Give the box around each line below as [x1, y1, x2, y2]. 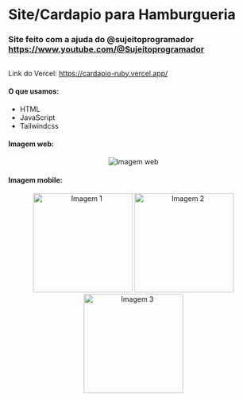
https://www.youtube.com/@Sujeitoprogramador [8, 44, 205, 55]
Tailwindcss [19, 121, 59, 130]
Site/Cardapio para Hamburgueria [8, 6, 236, 24]
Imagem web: [8, 139, 54, 148]
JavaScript [19, 113, 56, 122]
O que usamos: [8, 87, 60, 96]
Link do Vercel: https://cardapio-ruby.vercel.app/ [8, 68, 168, 78]
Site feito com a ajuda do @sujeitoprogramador [8, 34, 195, 45]
